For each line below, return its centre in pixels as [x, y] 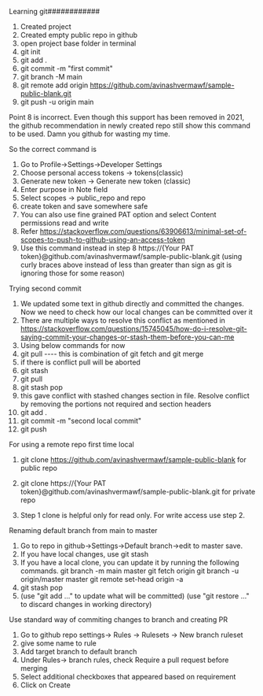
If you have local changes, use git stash [84, 554]
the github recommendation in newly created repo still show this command [130, 126]
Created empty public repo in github [79, 35]
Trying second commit [45, 288]
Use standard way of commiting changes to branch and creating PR [119, 620]
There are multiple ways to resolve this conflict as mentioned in [123, 320]
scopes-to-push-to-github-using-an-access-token [102, 240]
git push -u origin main [57, 102]
